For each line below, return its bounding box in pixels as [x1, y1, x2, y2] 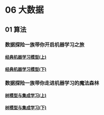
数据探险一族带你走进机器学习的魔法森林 [5, 79, 99, 86]
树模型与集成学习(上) [5, 93, 47, 98]
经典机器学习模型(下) [5, 66, 47, 72]
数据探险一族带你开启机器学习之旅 [5, 41, 85, 48]
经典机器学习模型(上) [5, 54, 47, 60]
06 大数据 [5, 4, 44, 16]
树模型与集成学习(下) [5, 104, 47, 110]
